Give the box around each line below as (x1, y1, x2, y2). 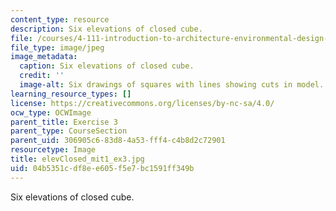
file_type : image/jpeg (10, 42, 105, 53)
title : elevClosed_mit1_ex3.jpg (10, 154, 145, 164)
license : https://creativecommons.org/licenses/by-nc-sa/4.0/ (10, 98, 275, 108)
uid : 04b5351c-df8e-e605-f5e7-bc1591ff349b (10, 163, 195, 173)
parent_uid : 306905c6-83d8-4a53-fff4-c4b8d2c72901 (10, 136, 226, 146)
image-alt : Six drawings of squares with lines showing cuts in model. (19, 80, 325, 90)
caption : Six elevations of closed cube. (19, 61, 195, 71)
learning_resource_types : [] (10, 89, 132, 99)
